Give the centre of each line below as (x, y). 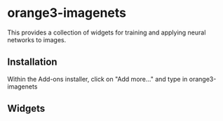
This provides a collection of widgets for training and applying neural (107, 32)
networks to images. (37, 39)
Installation (32, 62)
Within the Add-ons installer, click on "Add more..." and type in (97, 79)
